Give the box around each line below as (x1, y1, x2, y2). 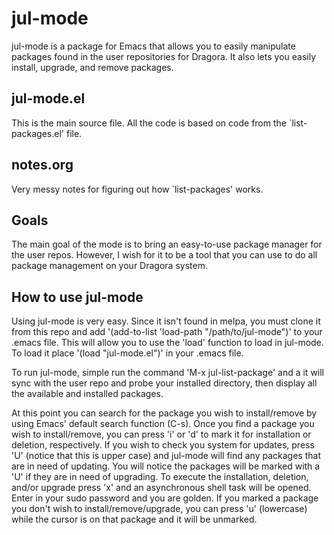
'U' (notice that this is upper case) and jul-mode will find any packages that (11, 450, 321, 462)
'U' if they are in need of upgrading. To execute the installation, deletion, (11, 471, 309, 483)
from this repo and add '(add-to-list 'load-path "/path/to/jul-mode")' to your (11, 326, 323, 338)
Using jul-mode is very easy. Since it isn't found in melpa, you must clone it (11, 315, 321, 327)
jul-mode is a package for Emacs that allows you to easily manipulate (11, 40, 296, 52)
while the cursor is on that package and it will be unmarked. (11, 513, 258, 526)
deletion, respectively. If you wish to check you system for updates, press (11, 439, 315, 451)
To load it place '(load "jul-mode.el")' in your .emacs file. (11, 347, 244, 359)
